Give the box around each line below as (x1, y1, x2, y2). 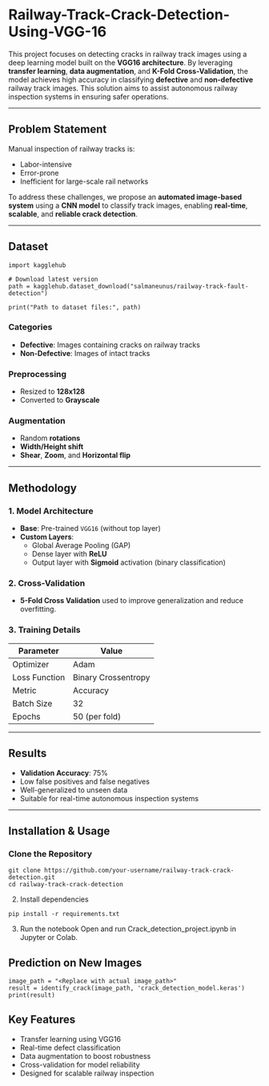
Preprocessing (8, 368, 66, 379)
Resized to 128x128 (19, 387, 86, 396)
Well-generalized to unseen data (19, 784, 128, 795)
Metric (12, 684, 38, 695)
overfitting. (19, 604, 57, 614)
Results (8, 747, 47, 760)
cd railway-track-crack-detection (8, 881, 124, 889)
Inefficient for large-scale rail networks (19, 176, 149, 186)
